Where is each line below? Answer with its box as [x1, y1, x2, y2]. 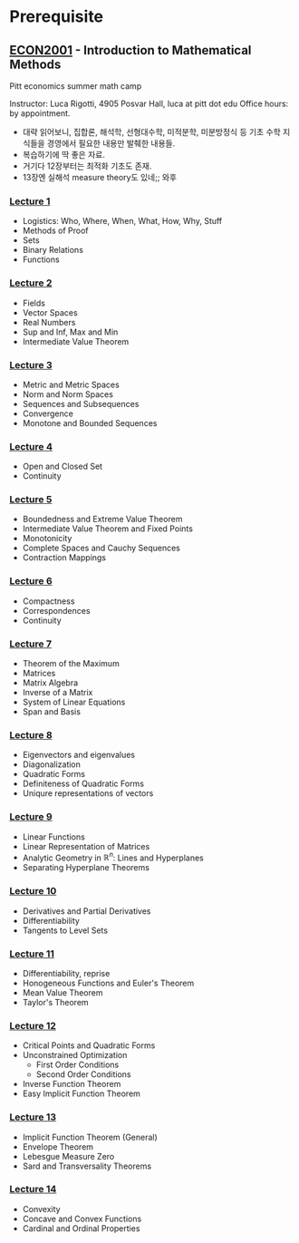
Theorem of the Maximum [22, 658, 120, 669]
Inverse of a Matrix [22, 687, 93, 698]
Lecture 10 [9, 885, 57, 898]
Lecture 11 [9, 947, 54, 960]
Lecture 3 [9, 358, 53, 371]
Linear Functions [22, 831, 86, 842]
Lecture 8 [9, 729, 53, 741]
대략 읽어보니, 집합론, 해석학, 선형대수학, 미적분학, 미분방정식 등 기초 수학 [22, 127, 281, 137]
